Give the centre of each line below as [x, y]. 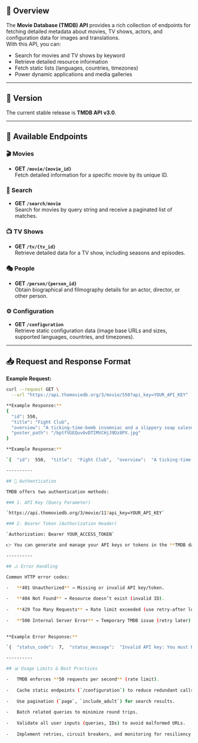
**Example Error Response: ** [42, 637]
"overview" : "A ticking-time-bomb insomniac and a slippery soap [93, 428]
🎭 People [21, 268]
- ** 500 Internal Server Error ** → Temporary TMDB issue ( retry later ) [99, 620]
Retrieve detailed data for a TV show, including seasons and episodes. [100, 253]
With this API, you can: [34, 44]
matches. [26, 215]
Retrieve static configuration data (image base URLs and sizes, [91, 330]
